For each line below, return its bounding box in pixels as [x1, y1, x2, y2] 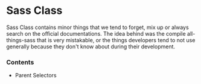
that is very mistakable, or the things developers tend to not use [36, 36, 196, 44]
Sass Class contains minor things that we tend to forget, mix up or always [6, 24, 189, 31]
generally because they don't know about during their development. [6, 43, 176, 50]
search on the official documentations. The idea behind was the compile [6, 30, 186, 37]
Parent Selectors [14, 72, 57, 79]
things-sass [6, 36, 36, 44]
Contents [6, 58, 34, 66]
